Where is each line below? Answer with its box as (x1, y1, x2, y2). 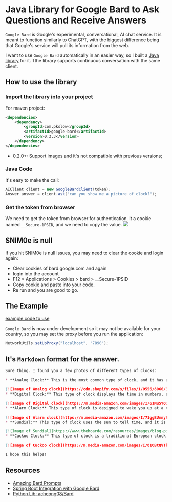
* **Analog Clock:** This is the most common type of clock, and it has (5, 378, 164, 383)
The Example (5, 302, 48, 311)
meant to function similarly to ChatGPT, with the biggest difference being (5, 37, 160, 43)
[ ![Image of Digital (5, 401, 50, 406)
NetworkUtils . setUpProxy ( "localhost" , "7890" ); (5, 340, 109, 346)
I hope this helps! (5, 452, 47, 457)
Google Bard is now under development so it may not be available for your (5, 325, 161, 331)
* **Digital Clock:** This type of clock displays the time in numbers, (5, 391, 164, 397)
